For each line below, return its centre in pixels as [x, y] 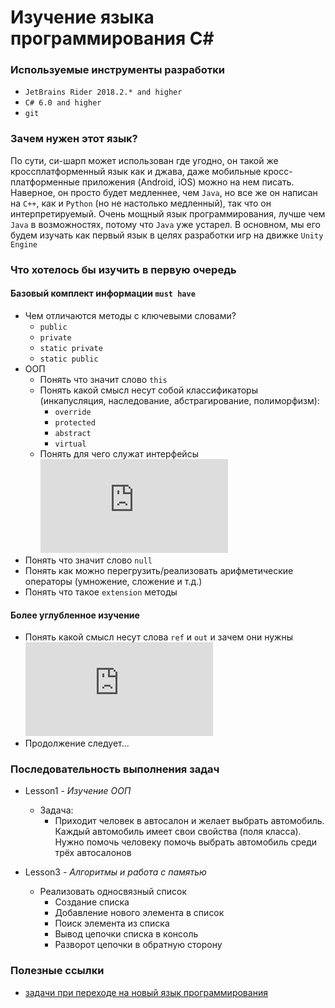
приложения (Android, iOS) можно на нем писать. [188, 182]
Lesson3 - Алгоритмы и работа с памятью [115, 872]
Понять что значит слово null [88, 560]
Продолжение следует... [77, 743]
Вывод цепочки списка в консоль [126, 934]
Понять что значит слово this [103, 379]
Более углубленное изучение [75, 615]
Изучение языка [82, 17]
